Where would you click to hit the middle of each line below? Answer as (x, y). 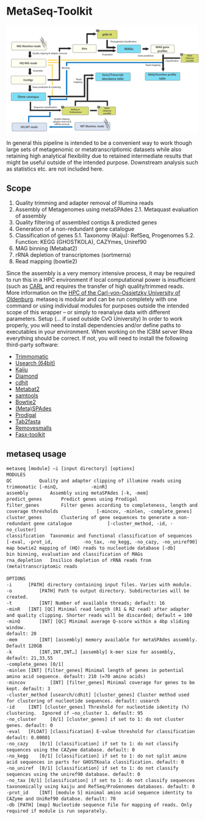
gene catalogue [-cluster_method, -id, (100, 524)
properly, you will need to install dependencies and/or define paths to (94, 325)
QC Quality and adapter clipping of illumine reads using (94, 481)
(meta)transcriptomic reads (42, 567)
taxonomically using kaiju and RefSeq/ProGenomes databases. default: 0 (101, 787)
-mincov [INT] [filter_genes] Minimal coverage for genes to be (101, 683)
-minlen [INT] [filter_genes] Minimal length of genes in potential (95, 671)
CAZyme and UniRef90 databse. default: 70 (61, 799)
